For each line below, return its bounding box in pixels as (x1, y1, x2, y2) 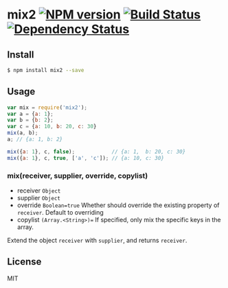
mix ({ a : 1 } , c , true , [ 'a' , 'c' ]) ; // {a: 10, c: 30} (7, 154, 165, 161)
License (7, 256, 42, 267)
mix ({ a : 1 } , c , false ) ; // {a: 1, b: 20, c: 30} (7, 148, 186, 155)
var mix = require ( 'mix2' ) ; (7, 104, 88, 111)
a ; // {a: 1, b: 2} (7, 136, 63, 143)
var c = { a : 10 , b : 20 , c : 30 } (7, 123, 97, 130)
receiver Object (16, 186, 61, 195)
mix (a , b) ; (7, 130, 38, 136)
